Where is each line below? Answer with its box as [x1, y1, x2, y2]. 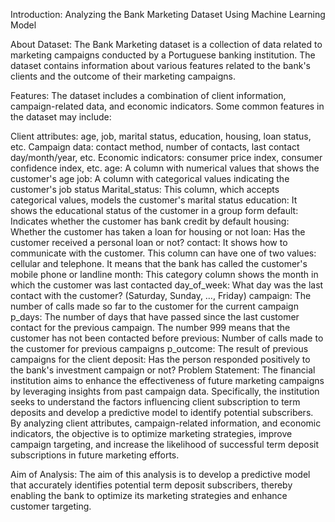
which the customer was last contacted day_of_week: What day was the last [10, 279, 324, 291]
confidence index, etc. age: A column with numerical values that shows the [10, 162, 320, 174]
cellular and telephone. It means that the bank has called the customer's [10, 258, 308, 269]
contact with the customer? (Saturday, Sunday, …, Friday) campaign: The [10, 290, 312, 301]
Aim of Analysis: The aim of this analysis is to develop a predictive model [10, 469, 311, 480]
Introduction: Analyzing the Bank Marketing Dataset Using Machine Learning [10, 9, 326, 20]
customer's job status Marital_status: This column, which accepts [10, 184, 280, 195]
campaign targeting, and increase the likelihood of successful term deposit [10, 439, 319, 450]
